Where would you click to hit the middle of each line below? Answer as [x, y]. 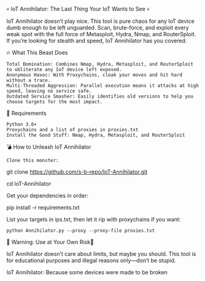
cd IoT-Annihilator [29, 184]
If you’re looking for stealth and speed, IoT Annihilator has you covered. [97, 40]
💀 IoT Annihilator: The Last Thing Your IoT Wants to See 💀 [78, 9]
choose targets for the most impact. [55, 102]
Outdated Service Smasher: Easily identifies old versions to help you [100, 96]
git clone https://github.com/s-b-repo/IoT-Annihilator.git [77, 172]
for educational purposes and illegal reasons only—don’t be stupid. [91, 260]
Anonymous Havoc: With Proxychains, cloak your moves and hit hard [95, 75]
